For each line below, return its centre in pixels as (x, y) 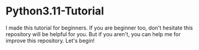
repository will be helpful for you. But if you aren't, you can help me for (93, 34)
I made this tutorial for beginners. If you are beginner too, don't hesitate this (99, 28)
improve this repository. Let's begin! (50, 40)
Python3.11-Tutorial (55, 11)
